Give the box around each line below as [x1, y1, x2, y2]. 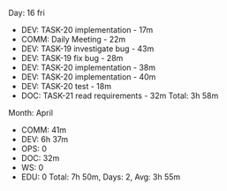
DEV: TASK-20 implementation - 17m [20, 25, 154, 34]
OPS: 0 [20, 143, 48, 154]
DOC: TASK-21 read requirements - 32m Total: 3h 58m [20, 90, 219, 101]
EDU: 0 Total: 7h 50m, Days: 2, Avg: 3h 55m [20, 172, 181, 182]
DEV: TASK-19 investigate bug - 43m [20, 43, 155, 54]
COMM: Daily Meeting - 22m [20, 34, 126, 44]
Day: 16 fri [8, 8, 45, 18]
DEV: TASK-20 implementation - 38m [20, 62, 156, 73]
